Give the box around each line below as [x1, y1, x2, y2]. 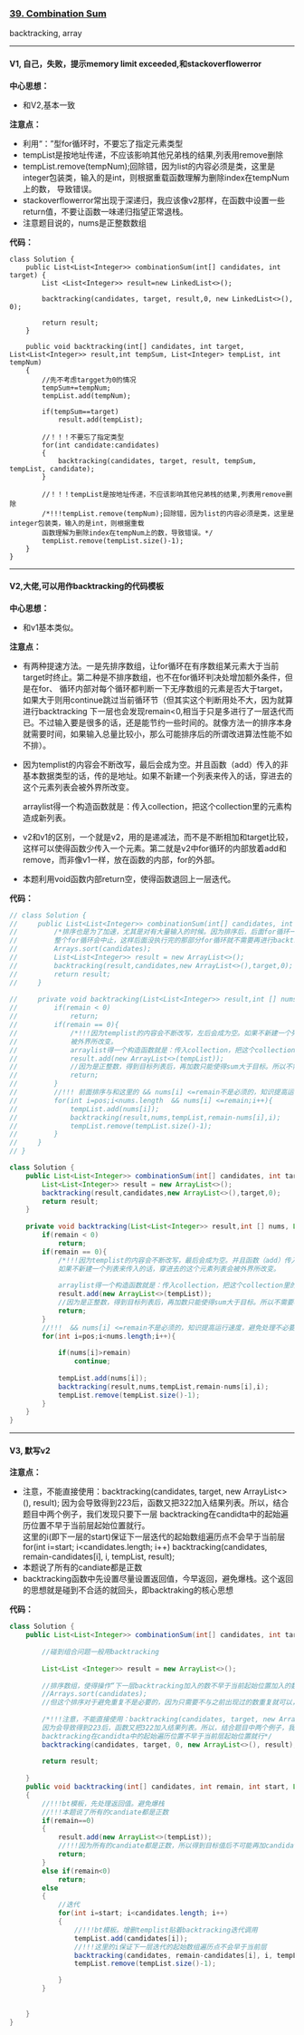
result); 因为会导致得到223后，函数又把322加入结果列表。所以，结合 [33, 1497, 290, 1508]
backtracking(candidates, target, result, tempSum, [57, 456, 257, 465]
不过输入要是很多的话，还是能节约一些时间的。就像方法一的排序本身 [38, 717, 292, 728]
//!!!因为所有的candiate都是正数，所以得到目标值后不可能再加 [57, 1841, 266, 1851]
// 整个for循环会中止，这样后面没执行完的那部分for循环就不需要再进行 [9, 936, 274, 945]
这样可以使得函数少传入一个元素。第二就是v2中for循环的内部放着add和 [22, 842, 287, 854]
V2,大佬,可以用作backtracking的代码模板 [9, 581, 165, 592]
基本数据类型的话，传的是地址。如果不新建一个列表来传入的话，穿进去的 [22, 770, 292, 781]
